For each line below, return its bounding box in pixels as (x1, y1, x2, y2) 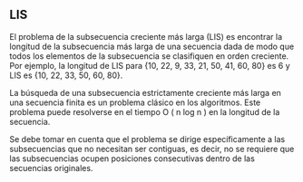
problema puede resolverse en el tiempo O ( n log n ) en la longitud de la (9, 106, 280, 117)
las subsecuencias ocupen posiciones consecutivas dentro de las (9, 153, 256, 164)
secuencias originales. (9, 162, 93, 173)
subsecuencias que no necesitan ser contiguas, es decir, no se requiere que (9, 143, 295, 154)
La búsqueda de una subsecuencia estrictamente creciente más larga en (9, 87, 281, 98)
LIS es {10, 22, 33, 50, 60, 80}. (9, 70, 123, 81)
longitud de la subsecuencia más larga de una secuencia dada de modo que (9, 41, 295, 52)
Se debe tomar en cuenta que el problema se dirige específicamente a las (9, 133, 286, 144)
